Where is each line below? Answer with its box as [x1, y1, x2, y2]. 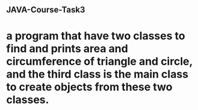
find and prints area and [6, 41, 128, 55]
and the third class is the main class [6, 67, 188, 81]
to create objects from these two [6, 80, 173, 94]
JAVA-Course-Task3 [6, 5, 85, 15]
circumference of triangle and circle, [6, 54, 193, 68]
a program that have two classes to [6, 29, 185, 43]
